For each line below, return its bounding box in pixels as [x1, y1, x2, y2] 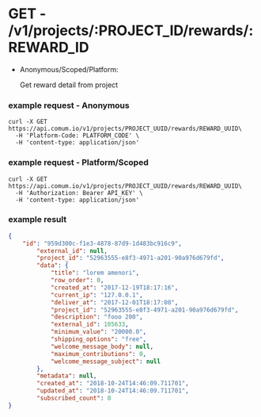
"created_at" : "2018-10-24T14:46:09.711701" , [36, 380, 190, 388]
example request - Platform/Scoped [8, 157, 149, 168]
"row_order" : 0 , [50, 277, 104, 285]
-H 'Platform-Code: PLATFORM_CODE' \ [15, 132, 140, 140]
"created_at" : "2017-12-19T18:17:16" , [50, 283, 179, 292]
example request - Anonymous [8, 100, 130, 111]
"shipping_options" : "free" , [50, 335, 147, 343]
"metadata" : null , [36, 372, 97, 381]
